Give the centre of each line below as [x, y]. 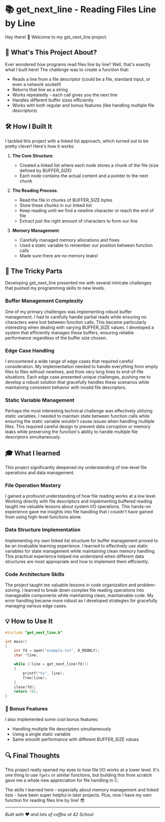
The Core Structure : [33, 156]
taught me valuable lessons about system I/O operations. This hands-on [78, 506]
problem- [147, 585]
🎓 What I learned [33, 453]
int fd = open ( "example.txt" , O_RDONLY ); [57, 651]
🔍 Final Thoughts [32, 755]
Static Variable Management [40, 400]
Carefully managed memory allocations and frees [69, 240]
